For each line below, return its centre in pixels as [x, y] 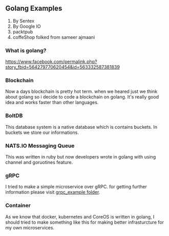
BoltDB [14, 116]
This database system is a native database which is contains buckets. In [81, 127]
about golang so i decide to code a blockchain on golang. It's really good [82, 97]
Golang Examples [34, 8]
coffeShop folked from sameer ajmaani [54, 37]
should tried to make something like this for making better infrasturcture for [84, 222]
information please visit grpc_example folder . [53, 192]
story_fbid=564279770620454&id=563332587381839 [63, 67]
